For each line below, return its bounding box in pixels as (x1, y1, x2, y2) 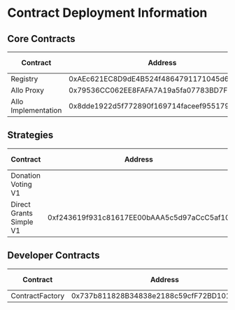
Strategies (7, 129, 54, 141)
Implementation (10, 106, 62, 115)
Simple (10, 217, 34, 227)
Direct (10, 199, 31, 209)
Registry (10, 74, 38, 83)
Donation (10, 170, 41, 180)
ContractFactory (10, 290, 65, 300)
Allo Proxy (10, 85, 44, 95)
